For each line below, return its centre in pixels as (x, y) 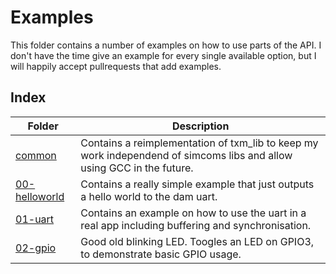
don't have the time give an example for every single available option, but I (163, 55)
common (36, 155)
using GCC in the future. (137, 168)
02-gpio (36, 248)
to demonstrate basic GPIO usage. (161, 254)
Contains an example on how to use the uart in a (193, 213)
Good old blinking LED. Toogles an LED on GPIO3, (197, 241)
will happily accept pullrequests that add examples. (116, 66)
